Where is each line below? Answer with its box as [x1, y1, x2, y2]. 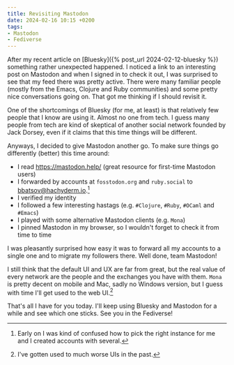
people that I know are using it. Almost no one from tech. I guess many [7, 113, 210, 122]
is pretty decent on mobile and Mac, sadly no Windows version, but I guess [7, 280, 224, 288]
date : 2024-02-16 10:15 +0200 [7, 17, 95, 24]
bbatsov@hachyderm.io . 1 [17, 185, 91, 194]
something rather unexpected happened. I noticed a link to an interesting [7, 63, 216, 71]
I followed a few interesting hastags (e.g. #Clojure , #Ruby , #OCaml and [17, 200, 214, 209]
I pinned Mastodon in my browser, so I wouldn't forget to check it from [17, 223, 219, 231]
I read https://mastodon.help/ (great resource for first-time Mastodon [17, 163, 216, 171]
